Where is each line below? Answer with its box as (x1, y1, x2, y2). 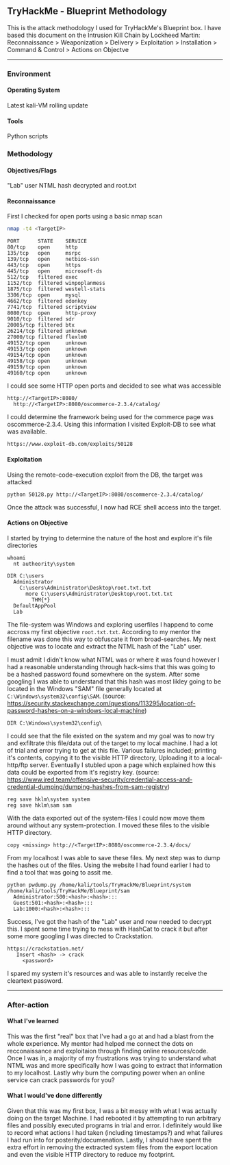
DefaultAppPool (13, 602, 57, 609)
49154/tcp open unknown (7, 352, 88, 359)
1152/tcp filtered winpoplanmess (7, 280, 106, 287)
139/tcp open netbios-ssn (7, 256, 99, 263)
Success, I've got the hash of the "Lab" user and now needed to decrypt (7, 917, 212, 925)
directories (7, 541, 38, 549)
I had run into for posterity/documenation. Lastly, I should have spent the (7, 1136, 212, 1144)
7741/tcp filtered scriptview (7, 304, 97, 311)
